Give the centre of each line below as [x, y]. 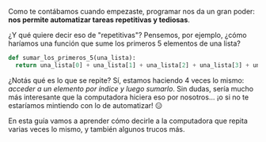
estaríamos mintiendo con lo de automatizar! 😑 [85, 105]
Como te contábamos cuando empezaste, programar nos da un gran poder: [132, 11]
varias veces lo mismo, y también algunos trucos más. [97, 129]
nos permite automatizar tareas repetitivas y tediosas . [99, 20]
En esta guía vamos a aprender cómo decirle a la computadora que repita [128, 121]
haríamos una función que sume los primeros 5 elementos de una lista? [125, 43]
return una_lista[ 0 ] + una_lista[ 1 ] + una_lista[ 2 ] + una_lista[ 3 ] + [132, 65]
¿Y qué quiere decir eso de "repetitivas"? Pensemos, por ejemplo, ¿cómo [127, 35]
